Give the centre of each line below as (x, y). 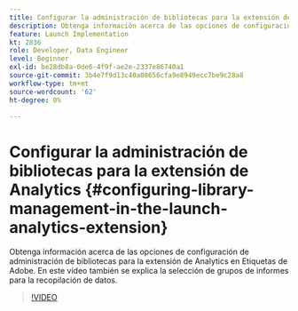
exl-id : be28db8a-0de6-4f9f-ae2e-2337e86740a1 (97, 68)
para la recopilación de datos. (63, 280)
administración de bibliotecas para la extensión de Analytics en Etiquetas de (149, 261)
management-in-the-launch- (118, 208)
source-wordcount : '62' (53, 92)
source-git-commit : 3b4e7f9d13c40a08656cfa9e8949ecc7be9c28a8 (126, 76)
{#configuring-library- (169, 190)
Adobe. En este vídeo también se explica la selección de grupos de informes (149, 271)
